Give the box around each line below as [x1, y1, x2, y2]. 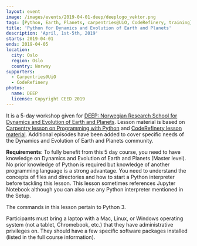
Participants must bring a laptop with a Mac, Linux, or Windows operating [6, 215, 184, 222]
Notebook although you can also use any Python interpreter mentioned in [6, 186, 184, 193]
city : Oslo [11, 52, 38, 58]
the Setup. [6, 192, 31, 199]
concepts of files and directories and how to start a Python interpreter [6, 173, 175, 180]
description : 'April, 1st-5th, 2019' [6, 31, 98, 36]
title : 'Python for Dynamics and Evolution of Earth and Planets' [6, 25, 172, 31]
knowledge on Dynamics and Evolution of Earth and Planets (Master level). [6, 154, 186, 161]
